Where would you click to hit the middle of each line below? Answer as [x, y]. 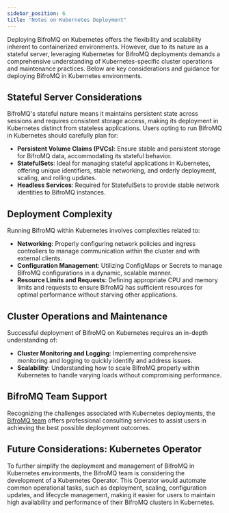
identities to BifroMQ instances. [61, 192]
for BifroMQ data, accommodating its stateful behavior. [94, 156]
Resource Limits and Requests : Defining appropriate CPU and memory [118, 280]
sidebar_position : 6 [37, 13]
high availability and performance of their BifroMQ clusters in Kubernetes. [111, 502]
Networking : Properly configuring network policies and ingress [106, 244]
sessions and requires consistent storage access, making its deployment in [113, 121]
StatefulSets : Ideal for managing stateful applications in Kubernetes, [113, 163]
